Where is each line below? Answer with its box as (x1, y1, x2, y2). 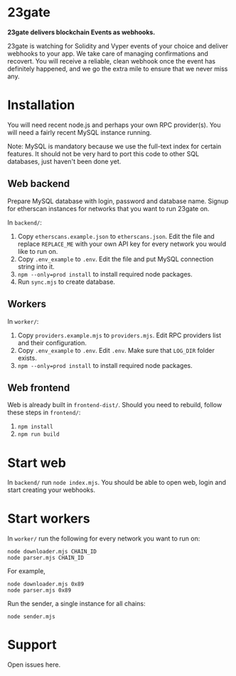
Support (7, 637, 57, 653)
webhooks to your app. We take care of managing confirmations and (7, 49, 208, 58)
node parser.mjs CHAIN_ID (7, 554, 84, 562)
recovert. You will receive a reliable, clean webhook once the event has (7, 56, 215, 65)
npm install (17, 424, 53, 431)
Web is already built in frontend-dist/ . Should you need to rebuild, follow (7, 401, 222, 409)
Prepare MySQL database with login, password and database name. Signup (7, 197, 229, 205)
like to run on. (17, 247, 58, 255)
